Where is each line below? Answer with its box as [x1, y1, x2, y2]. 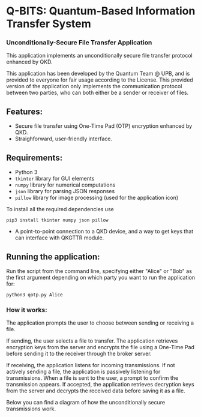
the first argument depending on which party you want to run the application [6, 274, 196, 281]
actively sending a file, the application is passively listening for [6, 368, 161, 376]
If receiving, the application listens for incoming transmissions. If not [6, 362, 175, 369]
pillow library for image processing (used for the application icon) [14, 194, 179, 202]
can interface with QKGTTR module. [14, 234, 104, 241]
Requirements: [6, 152, 63, 163]
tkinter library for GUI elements [14, 175, 95, 182]
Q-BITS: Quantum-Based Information [6, 4, 196, 18]
